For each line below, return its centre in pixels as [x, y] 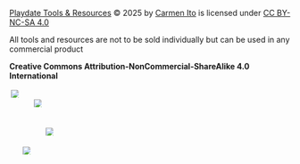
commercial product [46, 49]
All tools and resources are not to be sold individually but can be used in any [150, 40]
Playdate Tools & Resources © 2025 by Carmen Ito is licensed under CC [142, 13]
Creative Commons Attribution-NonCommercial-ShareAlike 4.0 [129, 66]
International [33, 76]
